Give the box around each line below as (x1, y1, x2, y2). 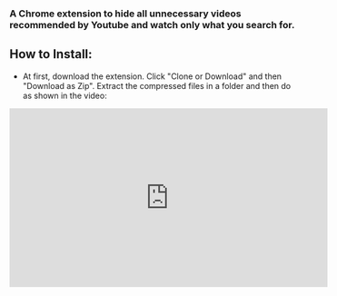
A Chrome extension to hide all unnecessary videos (9, 7, 242, 20)
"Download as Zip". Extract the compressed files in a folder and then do (22, 80, 292, 91)
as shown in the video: (22, 90, 107, 101)
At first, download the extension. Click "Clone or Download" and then (22, 71, 282, 82)
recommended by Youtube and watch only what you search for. (9, 18, 295, 31)
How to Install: (9, 46, 93, 62)
